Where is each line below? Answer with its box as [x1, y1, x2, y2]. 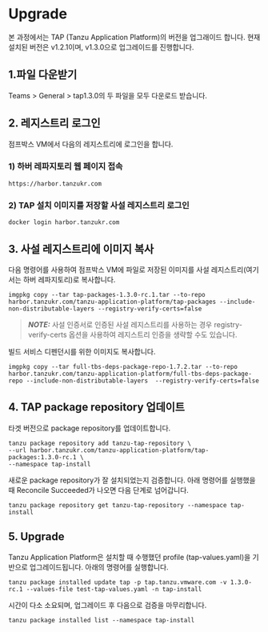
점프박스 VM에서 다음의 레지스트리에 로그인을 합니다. [8, 139, 174, 149]
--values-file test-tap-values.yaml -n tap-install [26, 585, 202, 593]
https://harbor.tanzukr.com [8, 179, 102, 188]
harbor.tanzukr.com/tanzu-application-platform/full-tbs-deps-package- [8, 370, 252, 378]
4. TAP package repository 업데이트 [8, 401, 186, 414]
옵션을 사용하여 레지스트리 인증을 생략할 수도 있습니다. [68, 330, 238, 339]
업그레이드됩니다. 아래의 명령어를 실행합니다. [29, 562, 170, 572]
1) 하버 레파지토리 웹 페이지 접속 [8, 161, 123, 172]
